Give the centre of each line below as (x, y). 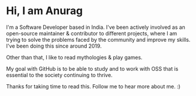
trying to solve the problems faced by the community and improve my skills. (98, 39)
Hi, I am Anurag (45, 11)
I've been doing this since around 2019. (54, 46)
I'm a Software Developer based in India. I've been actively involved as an (96, 27)
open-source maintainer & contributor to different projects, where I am (92, 33)
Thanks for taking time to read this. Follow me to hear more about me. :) (93, 86)
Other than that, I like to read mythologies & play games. (74, 57)
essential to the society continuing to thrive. (59, 75)
